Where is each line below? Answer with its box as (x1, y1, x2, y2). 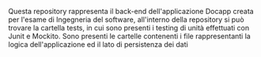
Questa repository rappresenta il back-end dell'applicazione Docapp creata (8, 7, 255, 16)
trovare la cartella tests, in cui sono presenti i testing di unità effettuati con (8, 23, 250, 32)
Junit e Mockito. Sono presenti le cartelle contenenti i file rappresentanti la (8, 31, 251, 41)
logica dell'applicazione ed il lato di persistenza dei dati (8, 40, 188, 49)
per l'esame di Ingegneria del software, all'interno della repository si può (8, 15, 244, 24)
